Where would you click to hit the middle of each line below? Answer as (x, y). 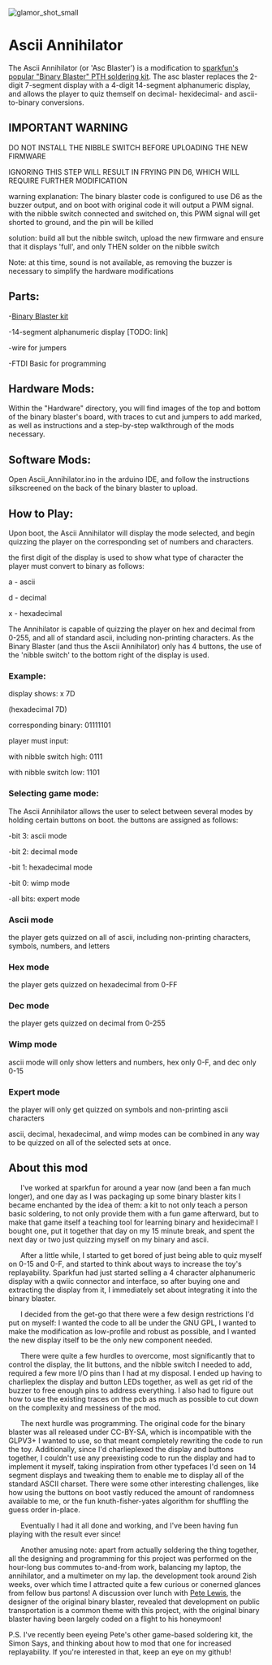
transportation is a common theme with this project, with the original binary (134, 1610)
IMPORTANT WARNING (68, 128)
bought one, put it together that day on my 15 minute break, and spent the (132, 1230)
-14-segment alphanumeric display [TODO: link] (89, 332)
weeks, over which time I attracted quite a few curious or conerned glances (135, 1584)
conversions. (63, 102)
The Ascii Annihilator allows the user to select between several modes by (131, 811)
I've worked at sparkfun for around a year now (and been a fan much (136, 1187)
